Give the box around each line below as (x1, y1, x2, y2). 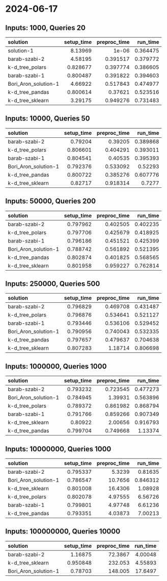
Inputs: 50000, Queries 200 (5, 197, 96, 206)
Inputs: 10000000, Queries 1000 (5, 445, 112, 453)
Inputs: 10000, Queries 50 (5, 114, 90, 123)
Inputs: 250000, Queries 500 (5, 279, 100, 288)
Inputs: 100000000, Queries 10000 (5, 527, 121, 536)
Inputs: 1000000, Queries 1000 (5, 362, 107, 371)
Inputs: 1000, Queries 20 (5, 23, 86, 32)
